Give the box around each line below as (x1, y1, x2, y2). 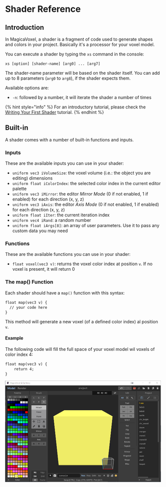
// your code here (9, 305, 48, 310)
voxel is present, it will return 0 (12, 266, 75, 272)
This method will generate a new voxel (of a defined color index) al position (5, 318, 158, 325)
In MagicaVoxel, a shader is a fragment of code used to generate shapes (5, 36, 153, 42)
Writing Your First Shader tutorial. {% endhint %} (5, 109, 104, 115)
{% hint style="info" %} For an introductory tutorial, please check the (5, 104, 146, 110)
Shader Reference (5, 3, 81, 15)
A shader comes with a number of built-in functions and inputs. (5, 137, 134, 143)
